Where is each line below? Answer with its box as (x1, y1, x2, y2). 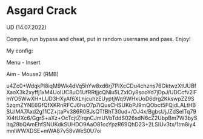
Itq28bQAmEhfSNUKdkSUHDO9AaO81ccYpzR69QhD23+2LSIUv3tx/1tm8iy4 (6, 120, 196, 128)
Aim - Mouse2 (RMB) (6, 70, 59, 77)
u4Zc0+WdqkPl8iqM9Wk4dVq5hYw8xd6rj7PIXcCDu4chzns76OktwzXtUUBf (6, 82, 197, 89)
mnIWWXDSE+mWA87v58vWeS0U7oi (6, 127, 102, 134)
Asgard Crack (6, 4, 77, 18)
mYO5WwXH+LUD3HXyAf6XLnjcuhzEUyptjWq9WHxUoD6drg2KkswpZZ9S (6, 95, 195, 102)
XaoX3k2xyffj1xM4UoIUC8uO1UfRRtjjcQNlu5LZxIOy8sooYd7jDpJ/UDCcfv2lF (6, 88, 198, 95)
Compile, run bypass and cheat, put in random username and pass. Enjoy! (6, 35, 191, 42)
